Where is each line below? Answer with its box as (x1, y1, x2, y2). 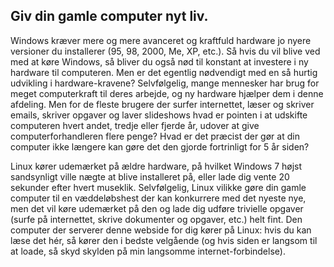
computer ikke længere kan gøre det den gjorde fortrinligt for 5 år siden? (10, 140, 310, 153)
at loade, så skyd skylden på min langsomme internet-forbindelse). (10, 245, 286, 257)
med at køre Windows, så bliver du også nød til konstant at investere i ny (10, 55, 309, 68)
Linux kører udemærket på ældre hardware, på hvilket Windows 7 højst (10, 160, 303, 172)
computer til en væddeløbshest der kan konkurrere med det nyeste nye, (10, 192, 307, 204)
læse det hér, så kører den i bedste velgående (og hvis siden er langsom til (10, 234, 318, 246)
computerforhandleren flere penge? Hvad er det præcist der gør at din (10, 130, 300, 142)
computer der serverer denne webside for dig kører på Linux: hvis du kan (10, 224, 312, 236)
